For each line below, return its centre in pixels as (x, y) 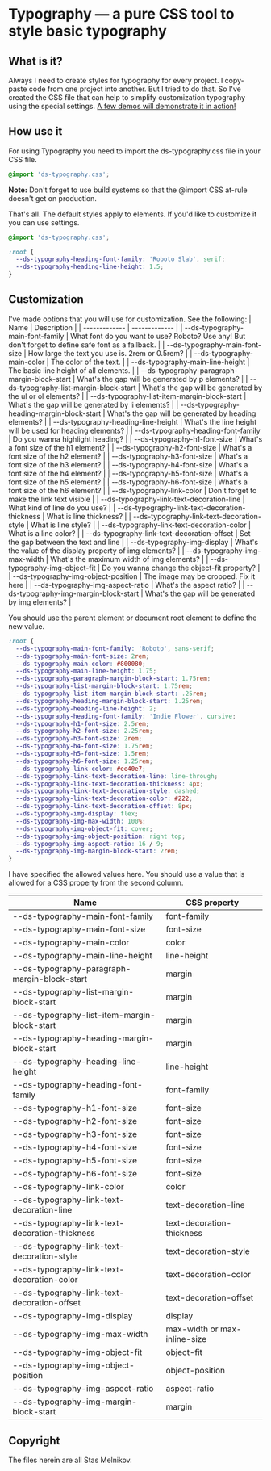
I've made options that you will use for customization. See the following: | (130, 319)
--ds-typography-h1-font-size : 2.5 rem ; (83, 723)
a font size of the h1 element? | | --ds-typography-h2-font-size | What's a (130, 447)
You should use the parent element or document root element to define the (133, 618)
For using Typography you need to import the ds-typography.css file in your (134, 151)
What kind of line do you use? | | (62, 507)
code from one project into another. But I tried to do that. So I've (135, 89)
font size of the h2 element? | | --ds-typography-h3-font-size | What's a (128, 456)
